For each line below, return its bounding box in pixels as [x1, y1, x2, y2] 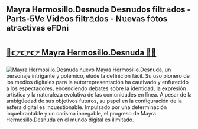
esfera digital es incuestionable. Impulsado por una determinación [6, 104, 167, 111]
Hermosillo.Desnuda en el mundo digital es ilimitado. [6, 116, 134, 123]
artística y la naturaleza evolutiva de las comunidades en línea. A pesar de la [6, 91, 192, 98]
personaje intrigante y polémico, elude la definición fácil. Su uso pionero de [6, 72, 190, 79]
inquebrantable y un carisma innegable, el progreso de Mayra [6, 110, 157, 117]
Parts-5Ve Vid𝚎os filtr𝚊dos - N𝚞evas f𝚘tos [6, 14, 168, 24]
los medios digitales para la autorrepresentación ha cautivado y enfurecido [6, 79, 189, 85]
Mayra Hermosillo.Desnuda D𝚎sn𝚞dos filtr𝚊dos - [6, 5, 191, 15]
